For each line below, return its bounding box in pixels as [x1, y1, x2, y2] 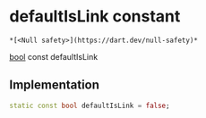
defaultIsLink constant [9, 6, 181, 27]
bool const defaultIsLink [9, 51, 99, 62]
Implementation [9, 78, 100, 93]
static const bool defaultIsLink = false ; [9, 101, 170, 110]
